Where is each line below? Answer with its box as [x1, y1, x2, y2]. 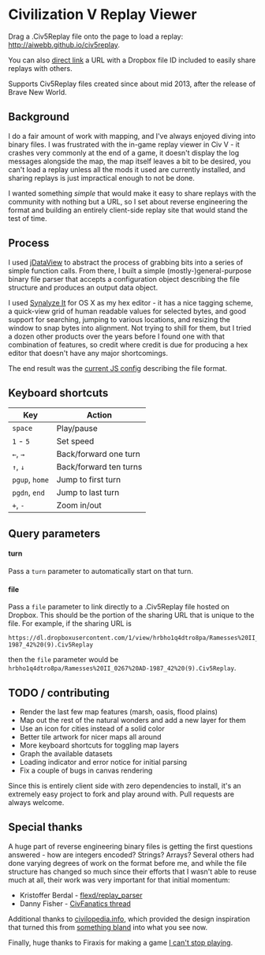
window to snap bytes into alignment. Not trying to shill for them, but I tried [8, 323, 252, 332]
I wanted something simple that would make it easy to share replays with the [8, 188, 256, 198]
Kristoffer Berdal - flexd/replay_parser [19, 890, 143, 900]
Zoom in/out [56, 500, 103, 511]
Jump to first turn [56, 474, 121, 485]
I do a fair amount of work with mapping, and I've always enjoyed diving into [8, 131, 256, 140]
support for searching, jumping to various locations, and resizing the [8, 314, 230, 324]
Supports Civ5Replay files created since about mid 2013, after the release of [8, 79, 256, 88]
